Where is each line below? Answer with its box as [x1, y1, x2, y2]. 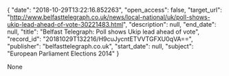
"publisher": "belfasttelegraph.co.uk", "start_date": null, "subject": [7, 42, 194, 50]
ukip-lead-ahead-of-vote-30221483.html [7, 21, 124, 28]
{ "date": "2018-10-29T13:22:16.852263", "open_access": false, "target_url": [7, 6, 222, 14]
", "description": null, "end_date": [122, 21, 217, 28]
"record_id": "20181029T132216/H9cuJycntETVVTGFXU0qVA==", [7, 35, 193, 43]
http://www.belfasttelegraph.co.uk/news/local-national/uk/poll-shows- [10, 13, 211, 21]
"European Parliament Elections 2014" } [7, 49, 120, 58]
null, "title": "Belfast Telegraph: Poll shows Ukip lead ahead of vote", [7, 27, 200, 36]
